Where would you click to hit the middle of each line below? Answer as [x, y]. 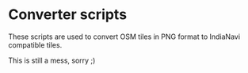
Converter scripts [68, 15]
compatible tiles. [35, 44]
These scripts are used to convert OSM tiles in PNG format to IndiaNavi [124, 36]
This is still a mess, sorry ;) [52, 60]
